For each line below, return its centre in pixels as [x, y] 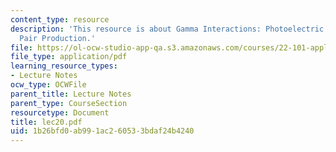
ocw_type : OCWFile [48, 85]
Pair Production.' [58, 38]
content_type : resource [60, 19]
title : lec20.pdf [46, 122]
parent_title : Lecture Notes [71, 94]
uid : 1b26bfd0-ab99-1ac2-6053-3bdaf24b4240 [102, 131]
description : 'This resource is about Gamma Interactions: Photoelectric [167, 29]
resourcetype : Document [60, 112]
